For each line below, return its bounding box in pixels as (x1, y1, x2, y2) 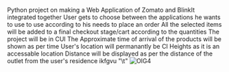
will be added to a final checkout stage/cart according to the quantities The (7, 27, 219, 36)
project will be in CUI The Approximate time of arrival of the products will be (7, 35, 221, 43)
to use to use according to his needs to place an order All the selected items (7, 21, 222, 28)
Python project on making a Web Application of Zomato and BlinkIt (7, 6, 195, 14)
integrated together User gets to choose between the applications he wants (7, 13, 221, 21)
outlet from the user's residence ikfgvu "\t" (7, 57, 128, 64)
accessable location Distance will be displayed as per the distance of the (7, 49, 213, 58)
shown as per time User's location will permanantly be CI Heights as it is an (7, 43, 220, 50)
